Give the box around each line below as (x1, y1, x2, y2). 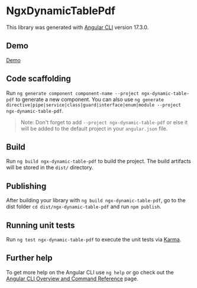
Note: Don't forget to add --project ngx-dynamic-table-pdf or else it (20, 118, 188, 125)
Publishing (6, 181, 47, 191)
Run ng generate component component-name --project (6, 89, 139, 96)
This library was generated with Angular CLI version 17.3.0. (6, 24, 149, 31)
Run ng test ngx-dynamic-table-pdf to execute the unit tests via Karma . (6, 236, 182, 243)
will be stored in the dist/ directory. (6, 164, 93, 171)
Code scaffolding (6, 74, 71, 84)
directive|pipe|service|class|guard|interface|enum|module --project (6, 102, 182, 108)
